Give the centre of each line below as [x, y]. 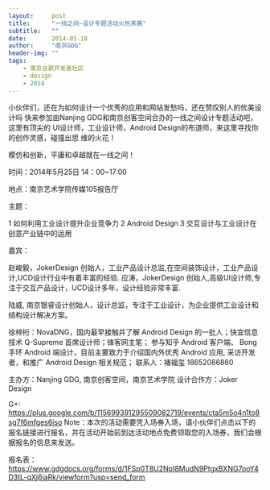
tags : [17, 61]
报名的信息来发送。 [47, 442]
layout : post [37, 16]
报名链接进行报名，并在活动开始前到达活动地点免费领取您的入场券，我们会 [131, 432]
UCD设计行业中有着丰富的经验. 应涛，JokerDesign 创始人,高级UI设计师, [136, 277]
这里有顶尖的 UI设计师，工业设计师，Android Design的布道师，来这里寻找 [130, 127]
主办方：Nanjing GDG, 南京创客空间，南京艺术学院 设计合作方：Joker [123, 379]
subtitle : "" [34, 31]
